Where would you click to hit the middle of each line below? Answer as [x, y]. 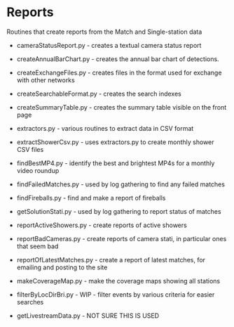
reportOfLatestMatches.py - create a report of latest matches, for [111, 259]
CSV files [30, 149]
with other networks [46, 80]
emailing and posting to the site [62, 267]
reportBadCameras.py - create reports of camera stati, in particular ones [122, 238]
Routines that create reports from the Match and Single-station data [104, 32]
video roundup [38, 170]
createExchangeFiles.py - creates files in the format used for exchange [119, 72]
